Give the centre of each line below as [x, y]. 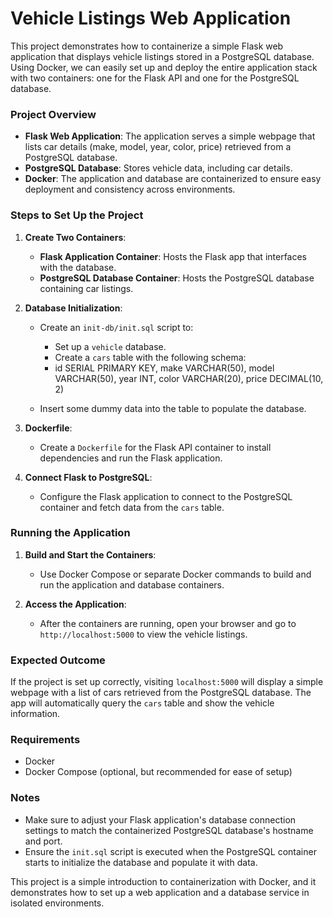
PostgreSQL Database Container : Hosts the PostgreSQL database [177, 278]
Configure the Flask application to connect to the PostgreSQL [166, 496]
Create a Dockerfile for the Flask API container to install [155, 447]
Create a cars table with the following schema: [150, 357]
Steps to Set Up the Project [77, 215]
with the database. [78, 267]
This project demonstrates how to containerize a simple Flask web [147, 46]
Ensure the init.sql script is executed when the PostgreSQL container [170, 851]
